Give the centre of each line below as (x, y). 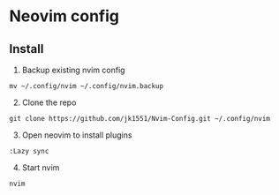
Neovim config (64, 16)
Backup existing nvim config (73, 70)
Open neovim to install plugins (77, 135)
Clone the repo (49, 102)
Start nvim (41, 168)
